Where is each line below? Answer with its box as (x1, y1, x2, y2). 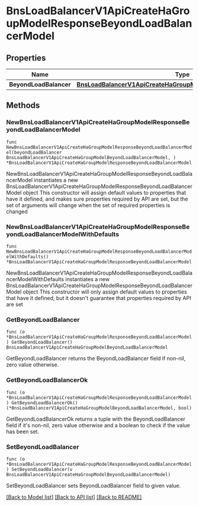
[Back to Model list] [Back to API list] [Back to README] (6, 493, 142, 501)
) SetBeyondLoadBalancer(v (6, 466, 73, 472)
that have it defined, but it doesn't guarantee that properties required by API (6, 294, 191, 301)
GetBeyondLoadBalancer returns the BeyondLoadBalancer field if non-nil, (6, 355, 186, 362)
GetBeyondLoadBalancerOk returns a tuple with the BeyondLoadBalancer (6, 415, 185, 423)
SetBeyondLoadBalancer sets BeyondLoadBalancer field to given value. (6, 482, 181, 489)
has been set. (6, 428, 40, 435)
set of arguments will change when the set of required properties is (6, 201, 171, 208)
